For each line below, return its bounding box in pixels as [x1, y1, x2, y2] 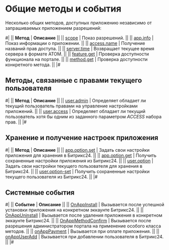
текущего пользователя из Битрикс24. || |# [5, 173, 98, 179]
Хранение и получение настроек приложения [5, 134, 158, 142]
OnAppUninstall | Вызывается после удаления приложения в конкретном [5, 212, 162, 218]
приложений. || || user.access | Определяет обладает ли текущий [5, 108, 146, 114]
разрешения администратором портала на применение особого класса [5, 223, 161, 229]
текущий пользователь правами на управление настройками [5, 103, 138, 109]
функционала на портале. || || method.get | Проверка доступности [5, 56, 148, 62]
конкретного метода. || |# [5, 61, 61, 68]
